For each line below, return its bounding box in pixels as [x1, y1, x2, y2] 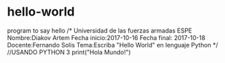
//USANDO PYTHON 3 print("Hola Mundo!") [7, 48, 132, 56]
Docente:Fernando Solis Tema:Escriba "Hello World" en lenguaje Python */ [7, 41, 218, 49]
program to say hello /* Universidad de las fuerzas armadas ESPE [7, 26, 192, 35]
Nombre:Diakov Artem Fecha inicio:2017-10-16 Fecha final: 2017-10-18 [7, 33, 206, 41]
